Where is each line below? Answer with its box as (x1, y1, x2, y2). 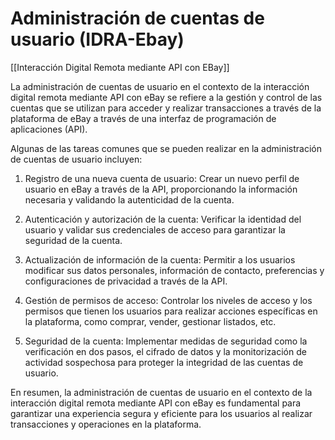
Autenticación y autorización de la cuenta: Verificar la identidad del (24, 213, 302, 225)
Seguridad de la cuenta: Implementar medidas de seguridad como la (24, 335, 308, 347)
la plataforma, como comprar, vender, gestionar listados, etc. (24, 315, 277, 327)
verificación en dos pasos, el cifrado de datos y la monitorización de (24, 345, 307, 357)
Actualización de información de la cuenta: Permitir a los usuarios (24, 253, 296, 266)
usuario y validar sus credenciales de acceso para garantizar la (24, 223, 286, 236)
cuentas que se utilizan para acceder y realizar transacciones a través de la (10, 102, 322, 114)
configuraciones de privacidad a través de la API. (24, 275, 228, 287)
